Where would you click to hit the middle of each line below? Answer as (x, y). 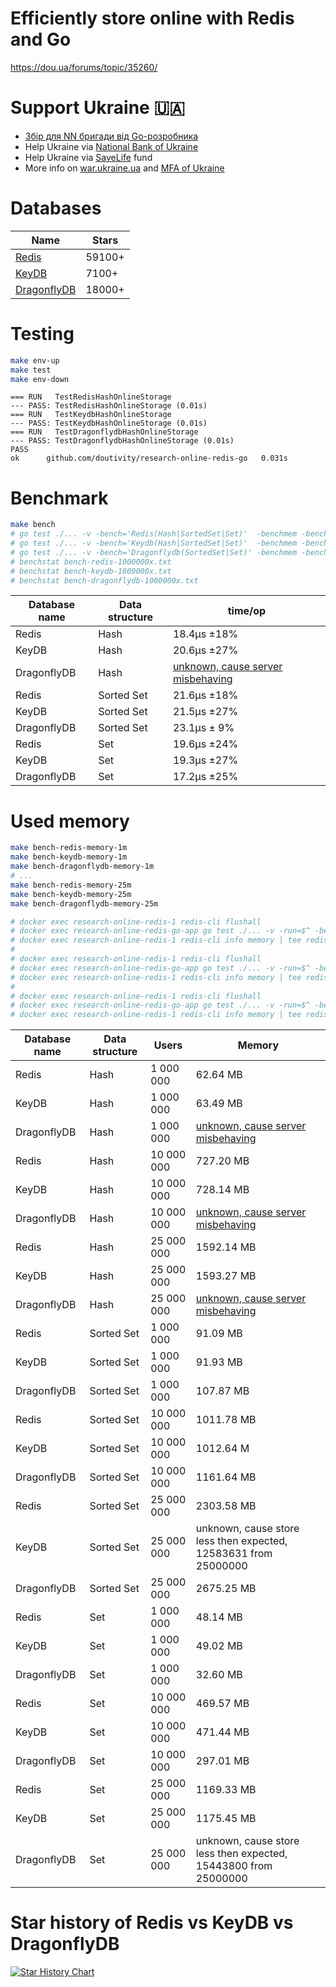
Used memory (70, 821)
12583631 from (234, 1554)
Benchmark (59, 498)
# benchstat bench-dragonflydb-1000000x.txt (104, 580)
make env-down (40, 379)
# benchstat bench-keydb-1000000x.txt (91, 571)
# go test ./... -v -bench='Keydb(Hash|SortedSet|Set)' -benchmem (154, 543)
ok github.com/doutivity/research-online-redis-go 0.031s (149, 458)
